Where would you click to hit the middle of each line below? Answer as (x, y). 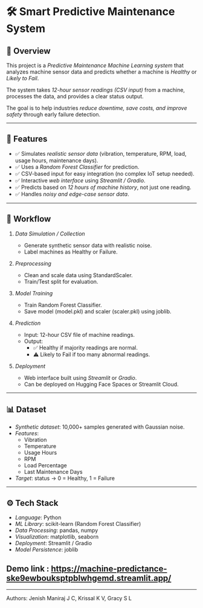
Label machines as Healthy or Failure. (71, 252)
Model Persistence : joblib (47, 549)
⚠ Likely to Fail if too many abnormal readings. (92, 354)
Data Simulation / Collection (50, 234)
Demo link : (28, 568)
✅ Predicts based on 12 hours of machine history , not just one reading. (103, 187)
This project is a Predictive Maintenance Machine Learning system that (95, 65)
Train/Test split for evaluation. (61, 281)
